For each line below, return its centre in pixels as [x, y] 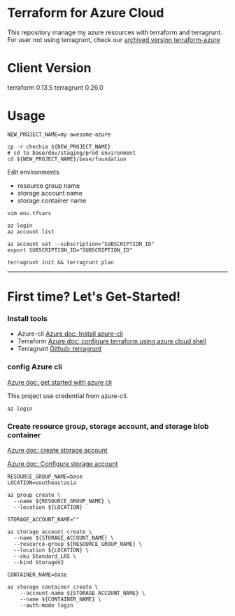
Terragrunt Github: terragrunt [59, 349]
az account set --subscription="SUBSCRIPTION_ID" [81, 244]
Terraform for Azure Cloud [86, 13]
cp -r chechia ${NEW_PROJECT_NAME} [59, 146]
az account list [31, 232]
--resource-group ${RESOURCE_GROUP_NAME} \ [78, 544]
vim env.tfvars [29, 213]
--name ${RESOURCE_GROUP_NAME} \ [62, 501]
